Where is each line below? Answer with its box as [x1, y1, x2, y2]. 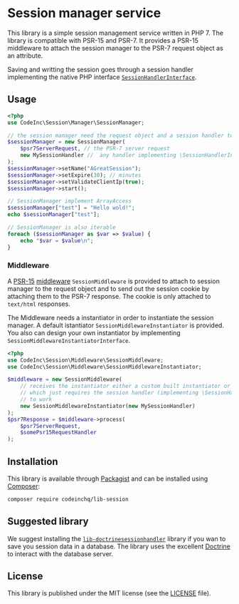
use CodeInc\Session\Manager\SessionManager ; [7, 119, 144, 126]
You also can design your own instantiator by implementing [7, 328, 181, 337]
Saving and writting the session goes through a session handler [7, 65, 193, 73]
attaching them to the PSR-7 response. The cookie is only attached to [7, 292, 211, 300]
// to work [20, 396, 53, 404]
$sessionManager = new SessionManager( [7, 138, 126, 145]
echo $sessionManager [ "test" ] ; [7, 211, 100, 218]
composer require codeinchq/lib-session [7, 496, 129, 503]
